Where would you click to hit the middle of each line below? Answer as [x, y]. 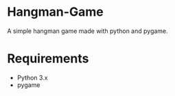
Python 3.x [32, 77]
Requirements [48, 59]
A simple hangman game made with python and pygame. [87, 31]
